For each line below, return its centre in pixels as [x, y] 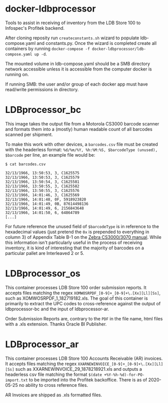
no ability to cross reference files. [53, 385]
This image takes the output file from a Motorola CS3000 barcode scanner [82, 123]
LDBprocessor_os [43, 274]
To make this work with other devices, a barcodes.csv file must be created [81, 144]
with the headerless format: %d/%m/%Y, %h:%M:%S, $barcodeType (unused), [81, 150]
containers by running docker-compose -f [48, 48]
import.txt [17, 380]
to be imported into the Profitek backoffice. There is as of [88, 380]
